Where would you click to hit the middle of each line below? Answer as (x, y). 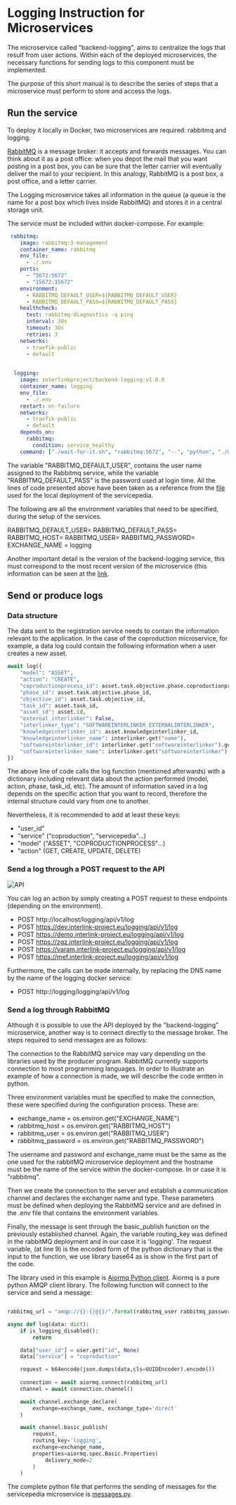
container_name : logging (56, 386)
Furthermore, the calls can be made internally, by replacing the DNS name (114, 970)
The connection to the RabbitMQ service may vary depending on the (106, 1054)
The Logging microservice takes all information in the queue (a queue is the (117, 194)
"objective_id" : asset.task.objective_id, (83, 699)
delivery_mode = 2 (68, 1460)
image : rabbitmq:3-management (64, 243)
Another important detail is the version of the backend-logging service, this (116, 558)
